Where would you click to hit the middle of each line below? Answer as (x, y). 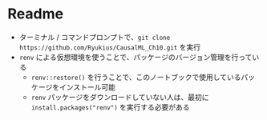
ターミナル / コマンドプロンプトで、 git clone (95, 37)
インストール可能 (87, 87)
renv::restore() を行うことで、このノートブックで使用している (136, 77)
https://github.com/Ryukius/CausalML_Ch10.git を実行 (110, 47)
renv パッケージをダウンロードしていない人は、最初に (120, 97)
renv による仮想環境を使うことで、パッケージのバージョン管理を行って (136, 57)
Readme (36, 14)
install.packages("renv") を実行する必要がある (110, 107)
